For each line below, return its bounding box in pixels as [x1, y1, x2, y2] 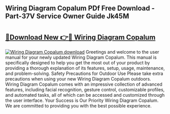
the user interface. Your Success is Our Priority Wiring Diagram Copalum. [5, 97, 159, 103]
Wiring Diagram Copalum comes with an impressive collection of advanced [5, 81, 162, 87]
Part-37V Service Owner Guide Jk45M [5, 12, 129, 21]
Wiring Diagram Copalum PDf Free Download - [5, 4, 155, 13]
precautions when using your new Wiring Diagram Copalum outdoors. [5, 76, 151, 82]
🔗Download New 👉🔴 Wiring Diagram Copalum [5, 33, 156, 42]
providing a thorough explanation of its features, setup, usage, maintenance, [5, 65, 165, 71]
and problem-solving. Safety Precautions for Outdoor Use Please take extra [5, 70, 163, 77]
